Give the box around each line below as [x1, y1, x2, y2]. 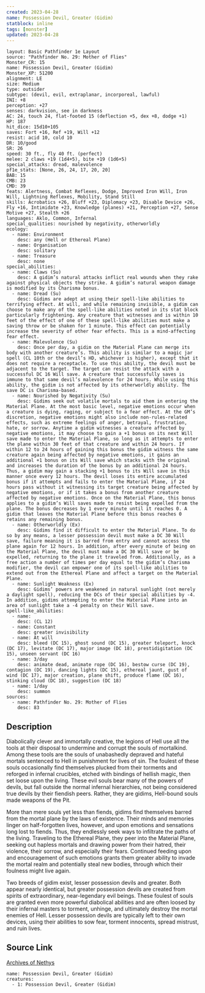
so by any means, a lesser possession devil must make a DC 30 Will [6, 533, 185, 539]
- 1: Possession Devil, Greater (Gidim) [12, 981, 116, 987]
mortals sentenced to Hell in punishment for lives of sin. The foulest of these [6, 757, 199, 764]
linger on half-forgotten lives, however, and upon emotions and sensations [6, 821, 194, 828]
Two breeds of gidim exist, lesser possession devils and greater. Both [6, 879, 182, 886]
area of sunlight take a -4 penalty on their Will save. [6, 603, 155, 609]
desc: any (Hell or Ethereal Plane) [17, 237, 111, 243]
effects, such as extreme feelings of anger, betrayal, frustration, [6, 420, 188, 426]
